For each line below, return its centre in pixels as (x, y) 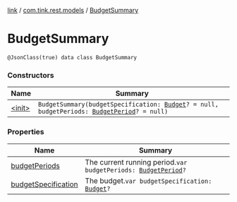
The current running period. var (136, 162)
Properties (26, 132)
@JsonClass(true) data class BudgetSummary (72, 57)
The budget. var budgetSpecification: (148, 181)
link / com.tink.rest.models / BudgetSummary (73, 10)
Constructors (31, 75)
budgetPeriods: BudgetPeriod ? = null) (103, 112)
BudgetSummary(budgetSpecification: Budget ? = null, (128, 105)
